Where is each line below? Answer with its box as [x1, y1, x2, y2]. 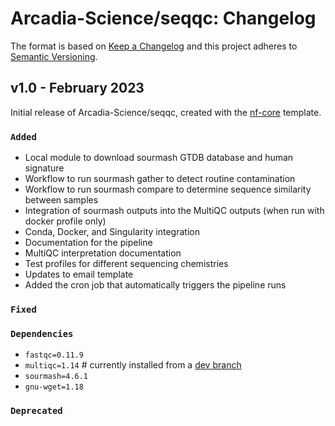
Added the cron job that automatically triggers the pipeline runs [24, 279, 287, 291]
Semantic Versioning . [10, 50, 98, 62]
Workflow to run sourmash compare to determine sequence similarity [24, 183, 312, 196]
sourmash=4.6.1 [24, 372, 89, 382]
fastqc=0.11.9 [24, 350, 84, 361]
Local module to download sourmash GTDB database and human [24, 152, 294, 164]
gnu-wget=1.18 [24, 382, 84, 392]
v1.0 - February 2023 [10, 80, 145, 97]
